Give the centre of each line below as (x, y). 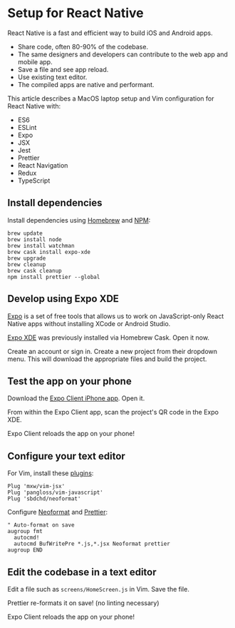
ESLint (27, 127)
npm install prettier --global (54, 277)
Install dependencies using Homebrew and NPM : (79, 220)
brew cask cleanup (35, 270)
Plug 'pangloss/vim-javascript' (55, 493)
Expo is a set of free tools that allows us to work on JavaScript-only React (116, 316)
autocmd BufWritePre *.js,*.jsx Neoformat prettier (92, 544)
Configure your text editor (67, 456)
